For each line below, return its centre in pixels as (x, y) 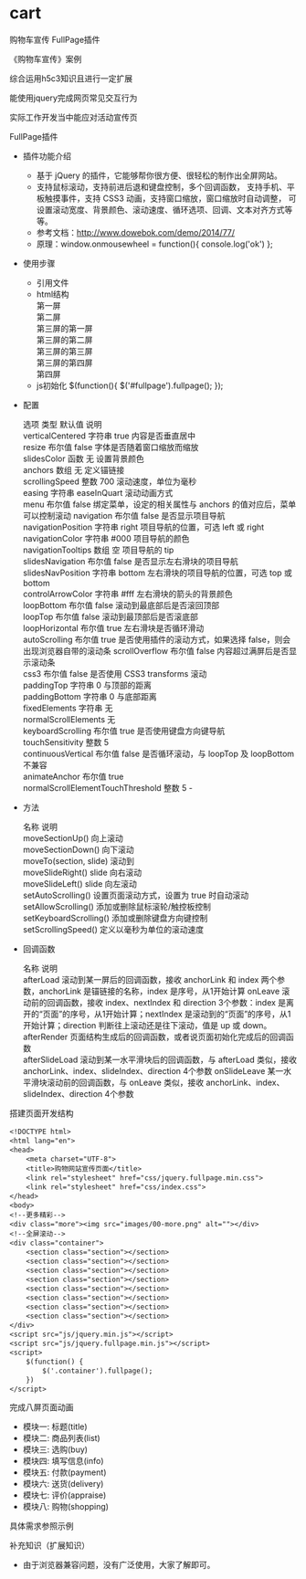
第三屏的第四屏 (64, 363)
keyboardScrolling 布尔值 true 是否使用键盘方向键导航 (124, 731)
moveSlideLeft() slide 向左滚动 (79, 883)
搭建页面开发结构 (42, 1113)
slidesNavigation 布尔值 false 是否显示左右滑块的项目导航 (131, 561)
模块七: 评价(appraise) (64, 1495)
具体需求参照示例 (42, 1526)
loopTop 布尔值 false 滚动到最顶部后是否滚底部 (110, 616)
